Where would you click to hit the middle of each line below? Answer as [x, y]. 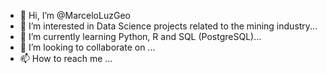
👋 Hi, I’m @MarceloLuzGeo [75, 15]
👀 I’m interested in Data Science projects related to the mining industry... [168, 26]
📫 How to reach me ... [66, 58]
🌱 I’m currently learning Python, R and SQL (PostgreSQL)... [140, 36]
